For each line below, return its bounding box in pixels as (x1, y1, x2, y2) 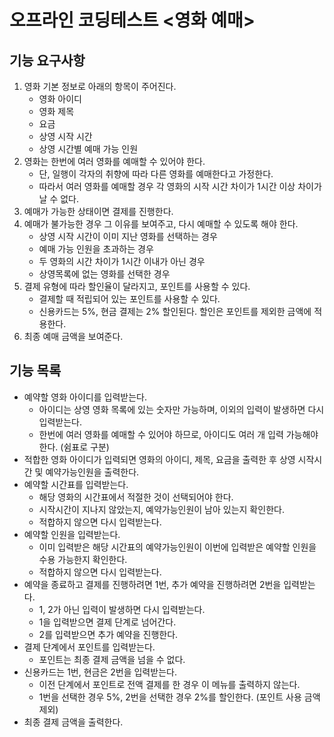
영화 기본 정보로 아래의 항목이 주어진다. (23, 81, 177, 92)
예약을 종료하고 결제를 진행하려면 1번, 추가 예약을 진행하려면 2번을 (23, 578, 282, 590)
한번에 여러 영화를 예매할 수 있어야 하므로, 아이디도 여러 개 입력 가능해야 (38, 428, 319, 440)
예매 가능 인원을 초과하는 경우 (38, 243, 154, 255)
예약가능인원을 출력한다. (45, 466, 140, 478)
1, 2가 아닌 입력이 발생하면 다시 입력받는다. (38, 603, 206, 615)
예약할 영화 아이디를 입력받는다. (23, 391, 147, 403)
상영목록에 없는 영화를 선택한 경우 (38, 268, 171, 280)
